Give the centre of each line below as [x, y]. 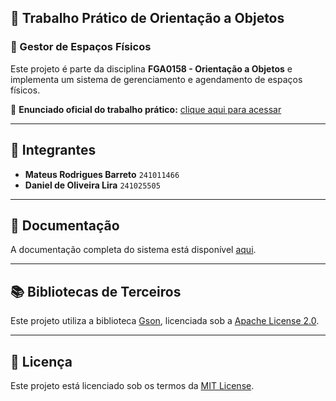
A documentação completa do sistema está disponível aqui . [133, 250]
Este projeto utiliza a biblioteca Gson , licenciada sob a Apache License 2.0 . [165, 321]
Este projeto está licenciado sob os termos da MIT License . [132, 385]
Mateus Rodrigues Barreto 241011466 [102, 174]
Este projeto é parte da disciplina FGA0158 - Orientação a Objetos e [151, 68]
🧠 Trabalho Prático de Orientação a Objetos [147, 18]
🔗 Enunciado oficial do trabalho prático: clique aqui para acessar [146, 109]
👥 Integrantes [53, 150]
